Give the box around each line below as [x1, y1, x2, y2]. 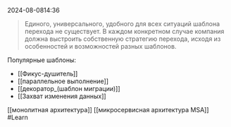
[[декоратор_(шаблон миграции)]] [17, 85, 121, 92]
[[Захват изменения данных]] [17, 92, 107, 100]
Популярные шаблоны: [7, 56, 76, 64]
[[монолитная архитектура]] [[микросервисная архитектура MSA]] [7, 106, 209, 114]
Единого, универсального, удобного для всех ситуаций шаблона [24, 20, 220, 28]
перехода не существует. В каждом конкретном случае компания [24, 28, 225, 35]
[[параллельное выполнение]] [17, 77, 109, 85]
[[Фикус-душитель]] [17, 70, 78, 78]
